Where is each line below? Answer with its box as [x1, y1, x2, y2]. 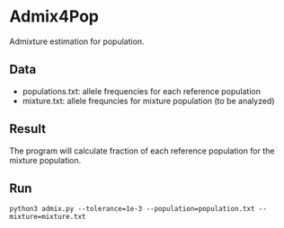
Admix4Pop [9, 6, 99, 27]
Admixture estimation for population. [9, 36, 146, 47]
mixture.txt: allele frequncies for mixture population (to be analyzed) [22, 95, 276, 106]
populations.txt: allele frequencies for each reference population [22, 85, 261, 96]
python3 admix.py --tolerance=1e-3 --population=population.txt [9, 205, 255, 214]
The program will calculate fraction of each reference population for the [9, 145, 275, 156]
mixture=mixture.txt [9, 213, 87, 222]
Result [9, 121, 47, 136]
